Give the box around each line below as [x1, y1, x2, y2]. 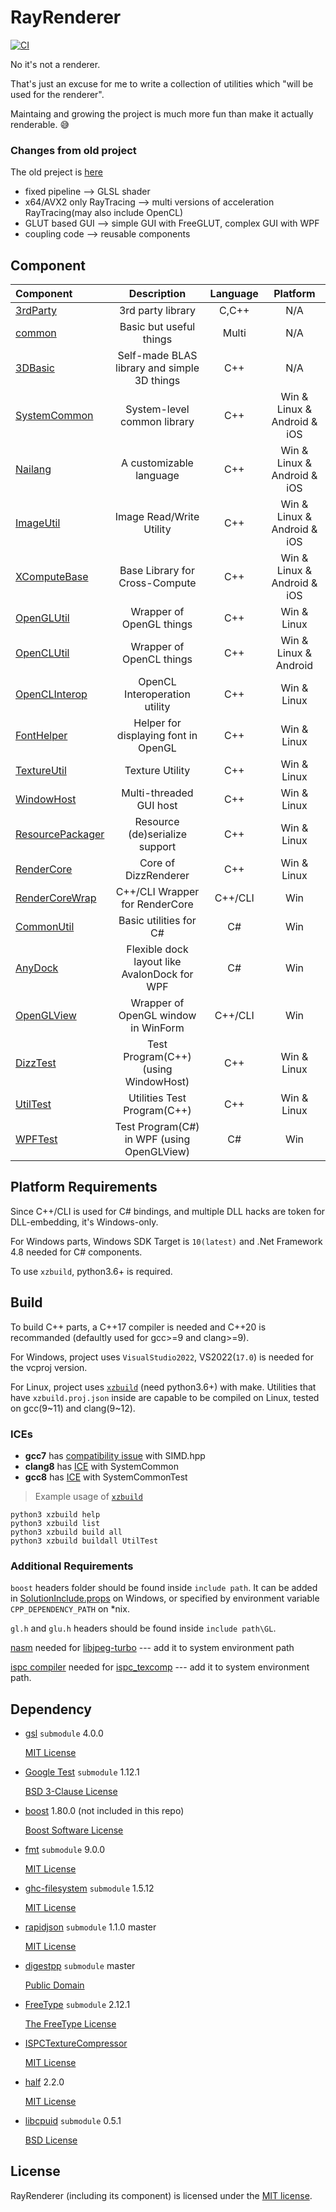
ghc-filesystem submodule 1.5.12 [24, 1882, 155, 1895]
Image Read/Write [114, 510, 200, 524]
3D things [134, 374, 181, 388]
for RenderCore [121, 897, 194, 911]
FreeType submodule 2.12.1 [24, 1999, 131, 2011]
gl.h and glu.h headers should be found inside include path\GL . [10, 1622, 277, 1635]
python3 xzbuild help [10, 1509, 101, 1520]
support [138, 840, 177, 854]
